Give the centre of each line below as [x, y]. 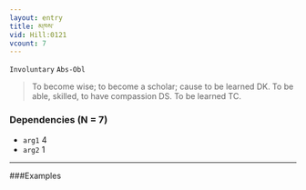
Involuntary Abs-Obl [47, 70]
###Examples [36, 175]
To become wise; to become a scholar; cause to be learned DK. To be [163, 86]
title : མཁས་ [32, 26]
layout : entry [36, 18]
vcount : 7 [28, 43]
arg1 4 [35, 140]
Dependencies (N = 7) [59, 120]
